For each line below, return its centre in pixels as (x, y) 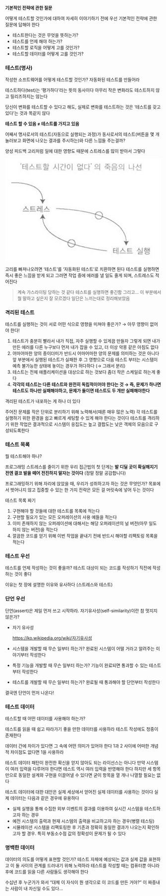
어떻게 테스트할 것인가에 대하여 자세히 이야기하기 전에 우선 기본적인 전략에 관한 (81, 18)
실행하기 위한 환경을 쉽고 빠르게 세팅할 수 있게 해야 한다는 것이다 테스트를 (76, 418)
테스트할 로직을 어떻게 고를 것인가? (46, 47)
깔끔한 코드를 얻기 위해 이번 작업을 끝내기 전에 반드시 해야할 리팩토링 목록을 (85, 536)
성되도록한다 (17, 430)
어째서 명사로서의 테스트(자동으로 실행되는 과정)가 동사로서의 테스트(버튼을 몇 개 (82, 134)
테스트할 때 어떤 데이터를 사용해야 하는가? (45, 718)
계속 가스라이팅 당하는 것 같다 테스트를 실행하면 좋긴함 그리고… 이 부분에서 (89, 292)
